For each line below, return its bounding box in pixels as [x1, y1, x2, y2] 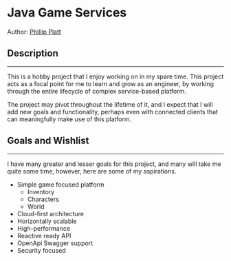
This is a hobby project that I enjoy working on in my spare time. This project [7, 72, 224, 81]
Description [7, 48, 58, 59]
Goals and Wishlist [7, 135, 89, 147]
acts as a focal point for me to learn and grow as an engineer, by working [7, 79, 214, 87]
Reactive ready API [16, 231, 71, 240]
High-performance [16, 224, 71, 232]
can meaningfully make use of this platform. [7, 115, 132, 123]
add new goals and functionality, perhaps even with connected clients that [7, 107, 219, 116]
